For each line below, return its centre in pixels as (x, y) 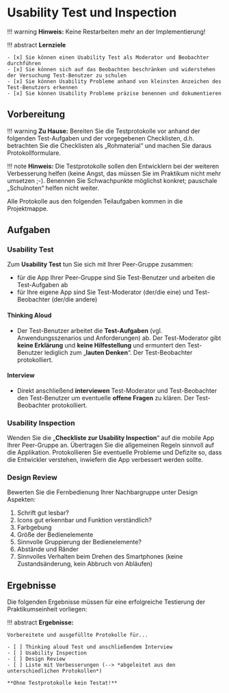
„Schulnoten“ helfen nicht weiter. (53, 188)
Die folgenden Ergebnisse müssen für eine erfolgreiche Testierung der (106, 602)
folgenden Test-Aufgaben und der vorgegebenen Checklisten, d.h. (101, 138)
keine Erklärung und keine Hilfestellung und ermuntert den (101, 345)
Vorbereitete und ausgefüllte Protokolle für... (78, 635)
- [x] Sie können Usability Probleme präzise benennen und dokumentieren (114, 93)
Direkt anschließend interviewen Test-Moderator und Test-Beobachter (117, 390)
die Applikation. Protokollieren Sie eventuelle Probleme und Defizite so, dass (114, 452)
